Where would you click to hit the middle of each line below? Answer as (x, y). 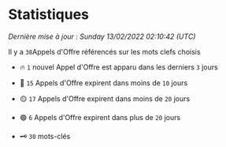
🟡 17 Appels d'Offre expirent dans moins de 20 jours (105, 98)
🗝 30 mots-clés (45, 136)
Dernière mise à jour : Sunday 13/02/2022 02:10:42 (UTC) (102, 36)
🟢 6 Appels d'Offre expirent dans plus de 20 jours (100, 117)
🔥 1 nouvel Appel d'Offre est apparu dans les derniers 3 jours (119, 67)
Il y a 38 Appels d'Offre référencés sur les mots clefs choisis (104, 51)
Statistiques (48, 15)
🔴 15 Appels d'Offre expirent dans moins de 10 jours (104, 83)
